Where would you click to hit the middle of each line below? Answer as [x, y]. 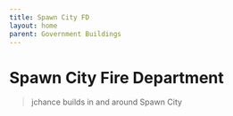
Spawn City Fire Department [117, 77]
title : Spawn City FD [50, 17]
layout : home [33, 26]
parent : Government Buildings [66, 34]
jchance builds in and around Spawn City [107, 102]
